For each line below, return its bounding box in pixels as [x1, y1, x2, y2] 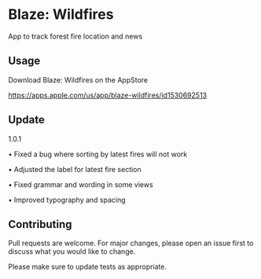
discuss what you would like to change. [8, 247, 136, 256]
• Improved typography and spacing [8, 195, 126, 204]
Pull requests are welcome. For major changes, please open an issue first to [8, 238, 254, 248]
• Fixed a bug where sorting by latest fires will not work [8, 149, 188, 159]
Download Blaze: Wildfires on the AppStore [8, 75, 148, 84]
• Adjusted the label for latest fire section [8, 164, 142, 174]
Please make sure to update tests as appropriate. [8, 262, 167, 272]
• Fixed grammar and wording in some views [8, 179, 153, 189]
